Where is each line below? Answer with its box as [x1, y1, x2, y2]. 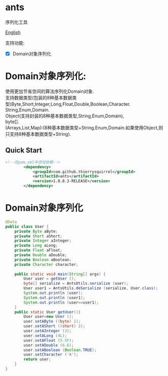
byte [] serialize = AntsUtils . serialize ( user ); [23, 281, 129, 286]
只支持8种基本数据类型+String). [5, 131, 71, 137]
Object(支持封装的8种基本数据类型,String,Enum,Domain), [5, 113, 125, 119]
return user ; [23, 357, 51, 362]
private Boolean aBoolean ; [14, 257, 72, 262]
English [5, 29, 21, 35]
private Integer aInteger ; [14, 238, 72, 243]
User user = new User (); [23, 314, 74, 319]
